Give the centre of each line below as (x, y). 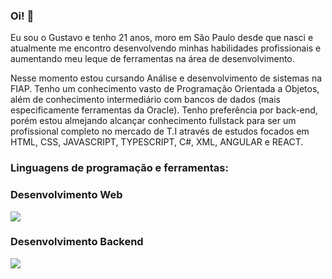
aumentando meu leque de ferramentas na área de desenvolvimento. (152, 59)
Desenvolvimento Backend (77, 242)
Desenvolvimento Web (66, 195)
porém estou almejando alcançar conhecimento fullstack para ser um (153, 121)
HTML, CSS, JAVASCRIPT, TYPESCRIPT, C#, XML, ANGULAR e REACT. (157, 142)
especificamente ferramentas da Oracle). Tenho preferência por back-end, (164, 110)
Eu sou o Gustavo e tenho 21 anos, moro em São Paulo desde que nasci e (162, 38)
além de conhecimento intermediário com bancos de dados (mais (145, 100)
